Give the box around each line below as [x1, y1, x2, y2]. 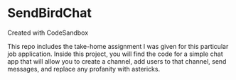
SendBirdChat [7, 5, 92, 21]
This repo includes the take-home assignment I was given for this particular [7, 42, 229, 50]
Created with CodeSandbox [7, 28, 89, 37]
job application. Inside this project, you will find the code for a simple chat [7, 50, 223, 58]
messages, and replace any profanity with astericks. [7, 64, 161, 73]
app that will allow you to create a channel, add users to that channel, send [7, 57, 227, 65]
